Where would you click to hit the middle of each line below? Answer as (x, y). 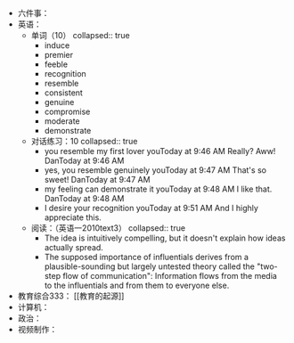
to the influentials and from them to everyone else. (137, 285)
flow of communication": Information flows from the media (170, 276)
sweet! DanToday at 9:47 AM (97, 180)
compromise (67, 111)
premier (59, 55)
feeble (56, 64)
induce (57, 45)
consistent (63, 93)
